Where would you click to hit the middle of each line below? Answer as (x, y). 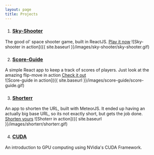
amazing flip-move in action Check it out (46, 75)
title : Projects (21, 14)
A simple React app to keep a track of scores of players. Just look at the (77, 70)
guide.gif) (15, 86)
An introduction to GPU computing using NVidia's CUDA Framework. (74, 147)
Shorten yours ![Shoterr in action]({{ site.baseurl (53, 119)
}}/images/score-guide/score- (114, 80)
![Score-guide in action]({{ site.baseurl (44, 80)
